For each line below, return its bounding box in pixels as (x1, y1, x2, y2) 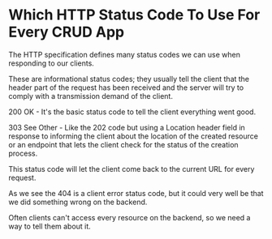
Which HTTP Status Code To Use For (8, 6, 261, 24)
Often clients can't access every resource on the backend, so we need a (8, 212, 251, 222)
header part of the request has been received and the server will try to (8, 83, 244, 92)
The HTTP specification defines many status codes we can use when (8, 49, 241, 59)
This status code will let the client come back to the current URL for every (8, 164, 255, 173)
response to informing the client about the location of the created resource (8, 131, 258, 141)
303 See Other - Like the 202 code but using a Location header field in (8, 122, 245, 132)
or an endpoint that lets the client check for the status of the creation (8, 139, 239, 149)
